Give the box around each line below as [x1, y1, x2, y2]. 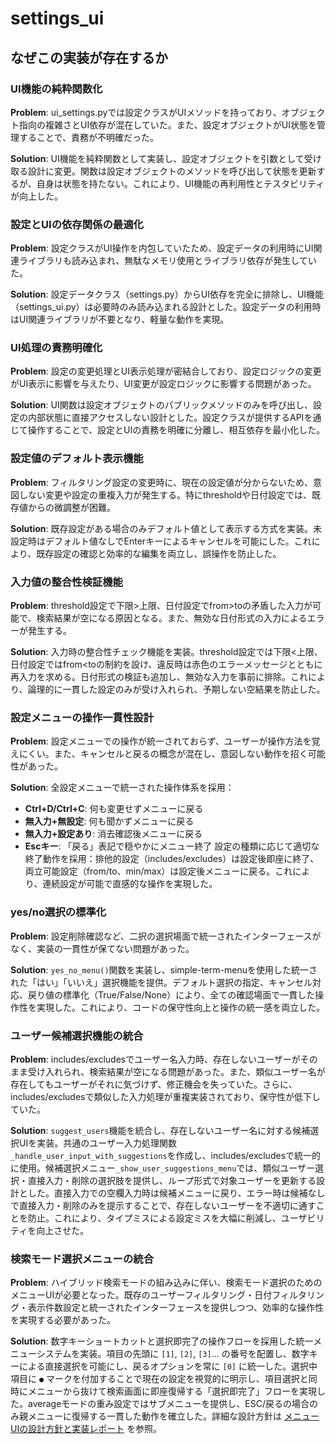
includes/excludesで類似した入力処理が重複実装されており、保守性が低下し [10, 1090, 322, 1102]
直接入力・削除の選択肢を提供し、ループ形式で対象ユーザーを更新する [27, 1174, 317, 1186]
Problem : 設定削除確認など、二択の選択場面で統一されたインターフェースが [10, 930, 322, 942]
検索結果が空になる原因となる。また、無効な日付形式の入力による [36, 612, 308, 624]
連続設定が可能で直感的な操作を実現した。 [42, 878, 218, 890]
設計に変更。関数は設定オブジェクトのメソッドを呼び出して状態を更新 [27, 165, 317, 177]
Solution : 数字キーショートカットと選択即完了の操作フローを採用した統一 [10, 1335, 314, 1347]
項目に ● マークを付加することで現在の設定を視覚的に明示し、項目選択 [10, 1373, 300, 1385]
